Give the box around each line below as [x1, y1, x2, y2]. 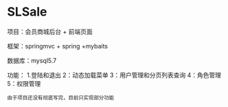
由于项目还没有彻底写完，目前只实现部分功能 [7, 94, 114, 101]
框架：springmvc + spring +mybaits [7, 42, 108, 50]
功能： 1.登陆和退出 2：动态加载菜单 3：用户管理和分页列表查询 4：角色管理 [7, 71, 221, 79]
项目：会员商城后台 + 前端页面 [7, 27, 93, 35]
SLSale [7, 4, 48, 20]
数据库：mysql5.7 [7, 56, 57, 65]
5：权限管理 [7, 79, 41, 87]
